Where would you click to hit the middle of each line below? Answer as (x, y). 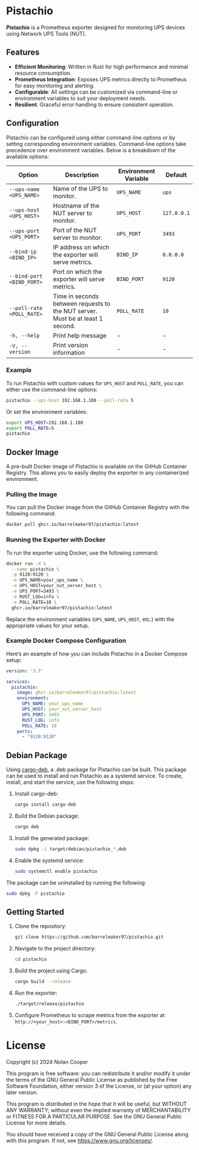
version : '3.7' (25, 671)
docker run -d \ (26, 563)
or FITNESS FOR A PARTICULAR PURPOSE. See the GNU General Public (94, 1116)
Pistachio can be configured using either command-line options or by (91, 137)
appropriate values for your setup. (48, 625)
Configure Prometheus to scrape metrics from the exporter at (89, 1015)
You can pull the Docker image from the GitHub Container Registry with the (98, 507)
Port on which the (78, 271)
